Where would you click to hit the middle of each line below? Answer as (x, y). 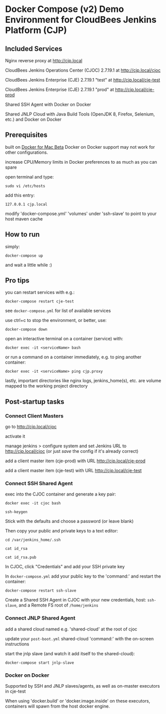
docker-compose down (27, 329)
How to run (23, 235)
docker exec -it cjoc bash (33, 504)
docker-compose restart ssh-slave (41, 591)
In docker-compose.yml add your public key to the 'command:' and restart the (83, 576)
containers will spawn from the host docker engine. (57, 706)
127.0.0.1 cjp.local (27, 204)
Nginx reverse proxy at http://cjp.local (44, 60)
